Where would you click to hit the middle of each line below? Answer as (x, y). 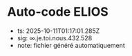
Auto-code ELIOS (58, 12)
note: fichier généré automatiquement (71, 45)
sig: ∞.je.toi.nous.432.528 (55, 38)
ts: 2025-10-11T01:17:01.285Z (58, 31)
